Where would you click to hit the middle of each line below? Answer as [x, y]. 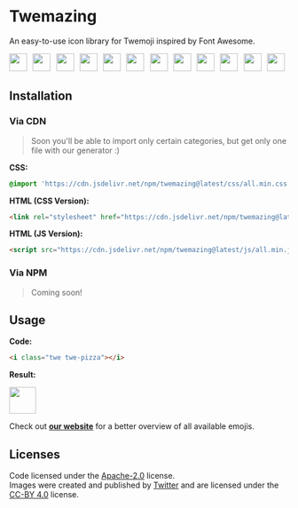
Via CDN [28, 122]
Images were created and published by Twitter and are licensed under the [144, 485]
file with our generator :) [75, 150]
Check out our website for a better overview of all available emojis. [132, 426]
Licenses [35, 454]
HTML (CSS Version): [49, 201]
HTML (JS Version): [46, 234]
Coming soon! [56, 292]
